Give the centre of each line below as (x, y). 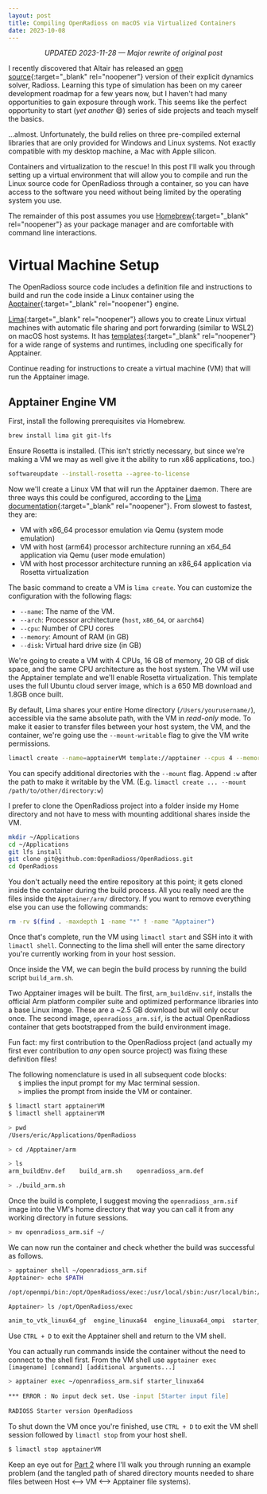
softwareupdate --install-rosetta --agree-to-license (99, 474)
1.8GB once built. (36, 694)
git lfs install (35, 852)
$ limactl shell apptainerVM (56, 1113)
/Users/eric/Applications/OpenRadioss (72, 1135)
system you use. (35, 200)
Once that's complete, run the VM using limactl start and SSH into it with (131, 937)
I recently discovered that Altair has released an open (96, 68)
